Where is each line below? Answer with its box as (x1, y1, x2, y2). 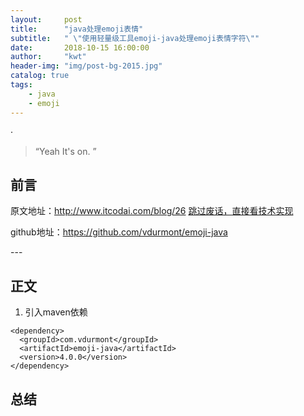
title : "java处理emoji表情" (10, 24, 144, 34)
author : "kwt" (10, 52, 87, 62)
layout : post (10, 14, 83, 25)
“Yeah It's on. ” (34, 145, 97, 157)
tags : (10, 80, 33, 90)
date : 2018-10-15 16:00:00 (10, 42, 150, 53)
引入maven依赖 (24, 306, 88, 318)
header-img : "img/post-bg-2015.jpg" (10, 61, 163, 71)
